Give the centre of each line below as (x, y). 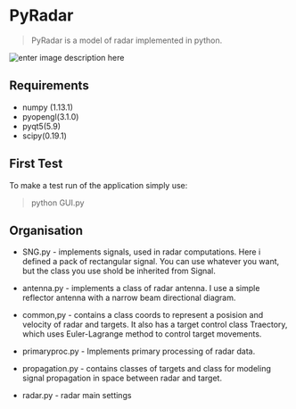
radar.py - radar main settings (77, 396)
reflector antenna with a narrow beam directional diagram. (129, 298)
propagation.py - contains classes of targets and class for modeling (147, 369)
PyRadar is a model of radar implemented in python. (127, 40)
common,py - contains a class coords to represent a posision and (143, 315)
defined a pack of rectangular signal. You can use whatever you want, (151, 262)
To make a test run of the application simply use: (99, 185)
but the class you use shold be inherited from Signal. (119, 271)
